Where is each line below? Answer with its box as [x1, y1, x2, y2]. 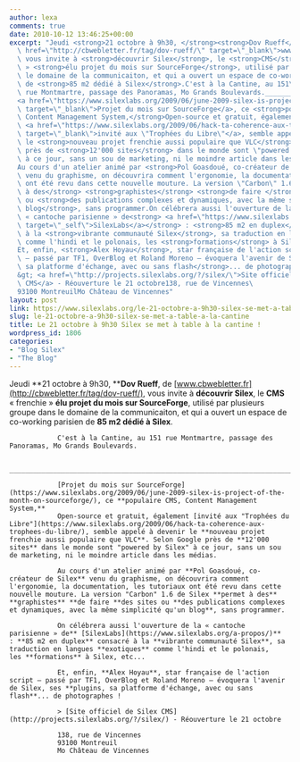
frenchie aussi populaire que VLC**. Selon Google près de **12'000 [9, 535, 270, 544]
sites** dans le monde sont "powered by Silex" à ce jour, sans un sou [9, 542, 281, 552]
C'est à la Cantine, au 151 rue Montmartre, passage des [56, 433, 274, 442]
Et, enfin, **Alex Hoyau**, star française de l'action [56, 667, 270, 677]
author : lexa [9, 13, 58, 22]
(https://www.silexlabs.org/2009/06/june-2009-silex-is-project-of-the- [9, 488, 286, 497]
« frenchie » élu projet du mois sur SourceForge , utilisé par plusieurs [9, 397, 265, 407]
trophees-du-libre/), [9, 527, 90, 536]
